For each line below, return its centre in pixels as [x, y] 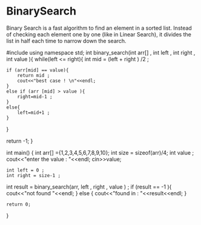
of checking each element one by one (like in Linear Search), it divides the [99, 34]
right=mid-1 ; [35, 96]
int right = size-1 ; [34, 175]
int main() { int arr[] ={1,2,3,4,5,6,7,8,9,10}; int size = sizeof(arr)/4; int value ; [100, 152]
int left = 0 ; [25, 170]
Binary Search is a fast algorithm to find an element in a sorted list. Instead [99, 28]
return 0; [19, 204]
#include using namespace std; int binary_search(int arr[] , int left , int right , [101, 52]
